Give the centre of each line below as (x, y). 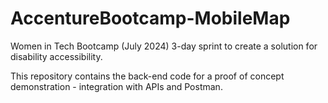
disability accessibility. (56, 56)
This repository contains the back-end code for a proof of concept (147, 76)
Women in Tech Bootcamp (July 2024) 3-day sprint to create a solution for (164, 46)
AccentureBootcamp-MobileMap (150, 18)
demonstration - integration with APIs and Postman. (116, 86)
